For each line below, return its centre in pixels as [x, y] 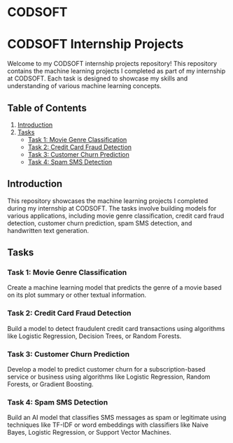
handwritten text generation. [48, 230]
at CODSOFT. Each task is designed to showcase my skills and [98, 78]
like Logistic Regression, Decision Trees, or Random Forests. [94, 336]
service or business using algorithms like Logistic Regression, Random [109, 377]
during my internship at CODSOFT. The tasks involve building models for [112, 208]
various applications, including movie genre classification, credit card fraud [116, 216]
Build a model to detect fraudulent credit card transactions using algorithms [116, 328]
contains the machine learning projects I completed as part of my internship [116, 71]
